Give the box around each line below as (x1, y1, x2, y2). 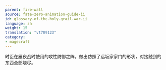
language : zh (5, 21, 32, 26)
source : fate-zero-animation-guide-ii (5, 12, 85, 17)
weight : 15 (5, 26, 28, 31)
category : (5, 35, 26, 40)
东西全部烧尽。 (5, 60, 36, 66)
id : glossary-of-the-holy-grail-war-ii (5, 16, 88, 21)
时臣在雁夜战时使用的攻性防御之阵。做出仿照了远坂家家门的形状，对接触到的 (5, 53, 162, 59)
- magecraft (5, 39, 30, 44)
